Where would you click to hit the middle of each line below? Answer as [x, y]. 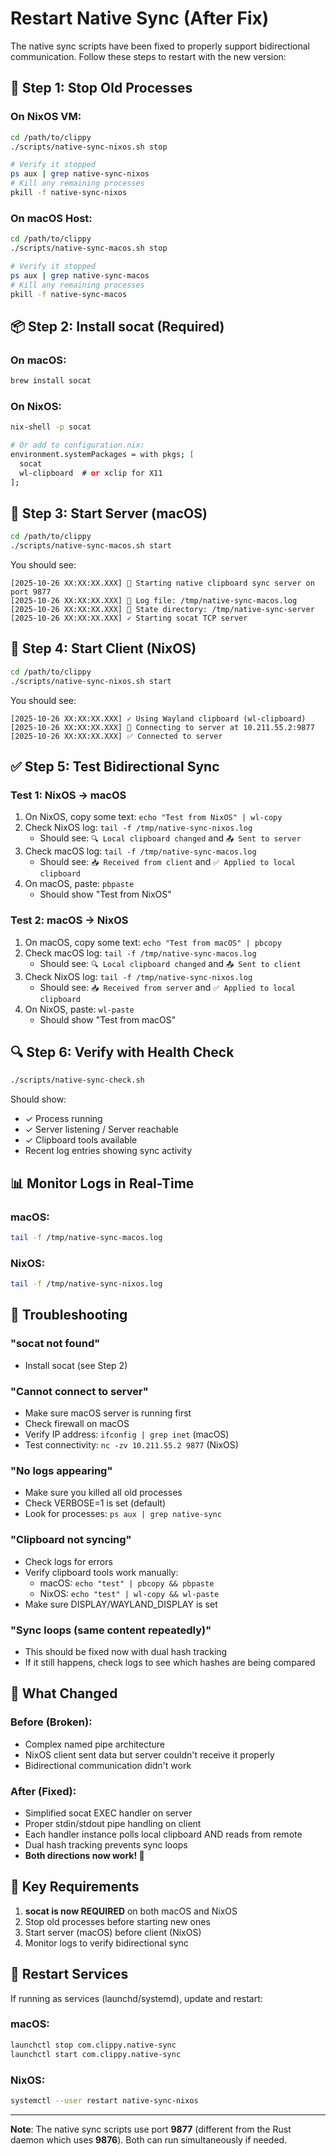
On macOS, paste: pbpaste [79, 884]
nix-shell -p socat [51, 427]
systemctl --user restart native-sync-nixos [104, 2100]
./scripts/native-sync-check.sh [77, 1080]
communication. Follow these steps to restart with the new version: [148, 56]
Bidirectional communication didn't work [108, 1765]
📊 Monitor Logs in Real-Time [102, 1183]
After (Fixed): [43, 1791]
